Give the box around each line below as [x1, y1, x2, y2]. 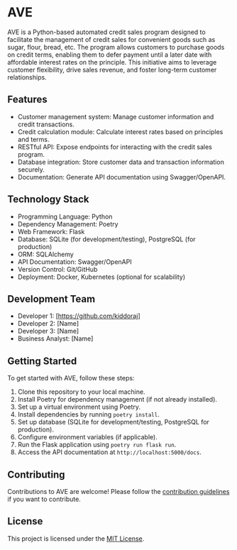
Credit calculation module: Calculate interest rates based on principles [17, 127, 224, 136]
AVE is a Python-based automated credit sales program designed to [7, 28, 206, 36]
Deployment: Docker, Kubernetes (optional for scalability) [17, 273, 186, 281]
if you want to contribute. [7, 495, 82, 503]
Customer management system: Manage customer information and [17, 112, 214, 121]
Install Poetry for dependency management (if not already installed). [17, 395, 218, 404]
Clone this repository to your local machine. [17, 387, 145, 396]
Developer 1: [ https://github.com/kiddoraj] [17, 312, 140, 320]
